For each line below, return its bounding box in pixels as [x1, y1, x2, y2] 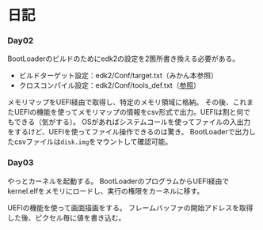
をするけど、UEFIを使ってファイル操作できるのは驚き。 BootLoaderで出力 [7, 127, 250, 137]
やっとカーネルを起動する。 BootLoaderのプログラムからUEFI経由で [7, 176, 230, 186]
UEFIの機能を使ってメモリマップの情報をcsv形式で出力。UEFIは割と [13, 107, 237, 117]
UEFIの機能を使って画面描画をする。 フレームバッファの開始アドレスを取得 [7, 202, 253, 213]
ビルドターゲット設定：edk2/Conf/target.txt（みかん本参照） [18, 71, 219, 81]
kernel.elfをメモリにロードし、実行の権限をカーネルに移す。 [7, 186, 204, 195]
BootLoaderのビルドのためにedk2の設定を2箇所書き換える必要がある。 [7, 54, 239, 63]
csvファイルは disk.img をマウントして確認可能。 [13, 137, 173, 146]
